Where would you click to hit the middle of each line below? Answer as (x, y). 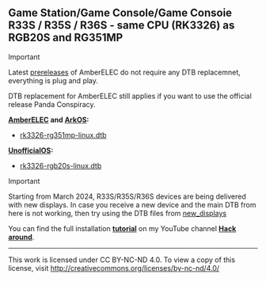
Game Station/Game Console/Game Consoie (120, 13)
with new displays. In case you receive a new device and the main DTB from (132, 204)
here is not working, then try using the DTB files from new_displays (118, 213)
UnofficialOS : (31, 150)
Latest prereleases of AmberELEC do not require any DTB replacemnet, (124, 72)
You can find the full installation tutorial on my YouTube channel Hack (122, 228)
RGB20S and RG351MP (66, 38)
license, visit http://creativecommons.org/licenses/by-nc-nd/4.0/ (114, 268)
